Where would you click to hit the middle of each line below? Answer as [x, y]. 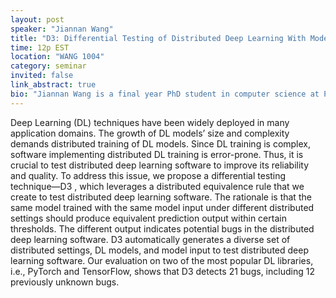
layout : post [37, 19]
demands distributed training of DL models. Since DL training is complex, [161, 143]
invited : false [42, 76]
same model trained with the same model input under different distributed [162, 207]
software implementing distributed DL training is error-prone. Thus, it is [157, 154]
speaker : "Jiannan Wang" [62, 29]
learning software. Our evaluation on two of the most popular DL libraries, [162, 260]
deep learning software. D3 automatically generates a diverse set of [150, 239]
